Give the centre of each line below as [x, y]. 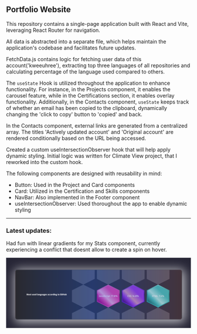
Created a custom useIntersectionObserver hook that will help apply [89, 149]
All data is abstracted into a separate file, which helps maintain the [86, 41]
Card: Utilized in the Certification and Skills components [82, 191]
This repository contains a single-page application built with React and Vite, [98, 24]
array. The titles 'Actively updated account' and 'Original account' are [90, 132]
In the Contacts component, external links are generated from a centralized [97, 125]
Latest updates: [29, 231]
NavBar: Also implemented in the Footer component [77, 197]
